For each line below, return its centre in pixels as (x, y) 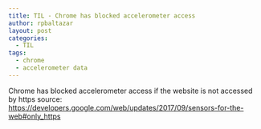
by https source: (35, 99)
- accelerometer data (52, 68)
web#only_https (35, 116)
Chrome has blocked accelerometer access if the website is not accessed (130, 91)
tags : (17, 53)
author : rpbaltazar (41, 23)
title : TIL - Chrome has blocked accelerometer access (102, 16)
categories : (28, 38)
